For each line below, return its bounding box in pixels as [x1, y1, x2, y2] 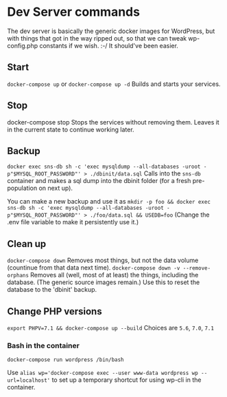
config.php [7, 41, 38, 50]
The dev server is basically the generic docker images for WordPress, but [7, 27, 215, 35]
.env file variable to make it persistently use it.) [7, 218, 139, 226]
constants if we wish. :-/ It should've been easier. [39, 41, 178, 50]
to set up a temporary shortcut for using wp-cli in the [51, 376, 202, 384]
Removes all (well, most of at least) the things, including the [30, 271, 199, 279]
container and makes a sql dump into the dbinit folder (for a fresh [7, 177, 191, 185]
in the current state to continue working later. [7, 125, 135, 133]
